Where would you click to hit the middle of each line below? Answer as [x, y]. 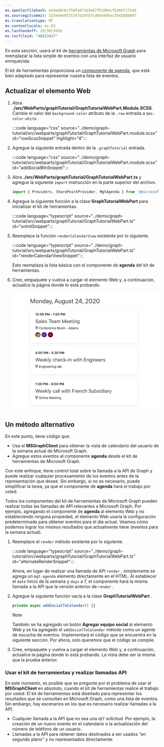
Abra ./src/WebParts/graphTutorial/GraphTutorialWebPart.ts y [77, 177]
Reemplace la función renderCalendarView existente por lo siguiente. [81, 236]
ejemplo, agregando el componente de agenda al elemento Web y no [75, 511]
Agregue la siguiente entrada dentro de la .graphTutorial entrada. [79, 148]
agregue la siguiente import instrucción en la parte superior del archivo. [84, 182]
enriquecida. [18, 61]
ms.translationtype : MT [29, 21]
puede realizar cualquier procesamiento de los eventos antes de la [72, 476]
